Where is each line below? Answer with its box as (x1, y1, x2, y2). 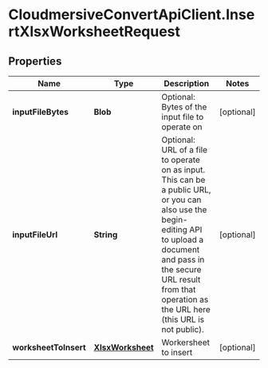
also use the (161, 204, 207, 215)
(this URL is (161, 314, 205, 325)
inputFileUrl (12, 229, 58, 240)
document (161, 244, 200, 255)
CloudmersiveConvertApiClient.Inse (8, 6, 255, 24)
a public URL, (161, 184, 211, 195)
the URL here (161, 304, 211, 315)
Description (163, 78, 210, 89)
